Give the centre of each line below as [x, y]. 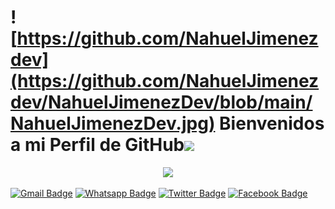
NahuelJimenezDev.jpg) [113, 123]
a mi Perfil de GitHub [97, 145]
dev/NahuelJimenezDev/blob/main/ [161, 102]
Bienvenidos [272, 123]
